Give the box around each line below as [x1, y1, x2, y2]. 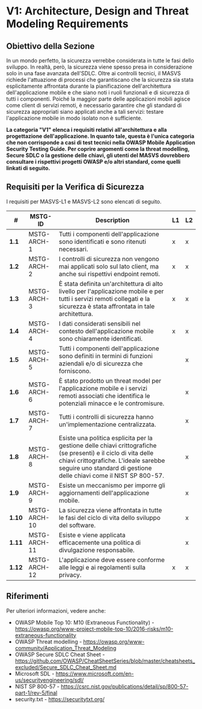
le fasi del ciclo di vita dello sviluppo [58, 513, 161, 522]
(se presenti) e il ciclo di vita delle [58, 448, 154, 457]
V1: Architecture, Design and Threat [6, 4, 189, 18]
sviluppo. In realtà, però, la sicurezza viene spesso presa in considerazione [6, 63, 192, 70]
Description [95, 215, 130, 224]
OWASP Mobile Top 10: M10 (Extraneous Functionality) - [14, 619, 155, 626]
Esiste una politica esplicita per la [58, 433, 153, 442]
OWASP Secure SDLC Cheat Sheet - [14, 651, 105, 658]
